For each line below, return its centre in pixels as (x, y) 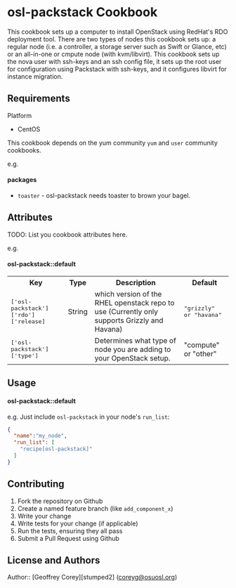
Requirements (39, 99)
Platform (20, 115)
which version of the (128, 294)
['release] (28, 321)
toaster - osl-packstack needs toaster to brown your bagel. (104, 195)
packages (22, 180)
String (78, 311)
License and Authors (54, 560)
